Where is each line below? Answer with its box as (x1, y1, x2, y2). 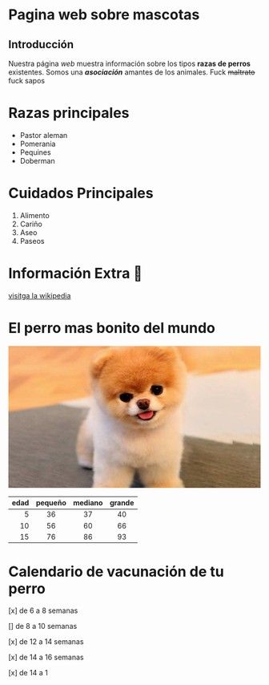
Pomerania (19, 139, 56, 148)
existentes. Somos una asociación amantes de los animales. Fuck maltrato (8, 67, 255, 77)
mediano (73, 498, 103, 508)
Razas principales (8, 104, 130, 122)
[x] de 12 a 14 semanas (8, 637, 84, 646)
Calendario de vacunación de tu (8, 562, 224, 581)
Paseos (19, 236, 45, 245)
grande (109, 498, 134, 508)
